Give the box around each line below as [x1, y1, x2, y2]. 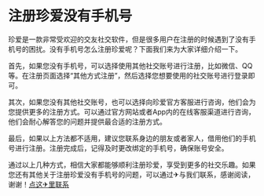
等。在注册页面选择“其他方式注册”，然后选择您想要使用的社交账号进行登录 [8, 71, 249, 80]
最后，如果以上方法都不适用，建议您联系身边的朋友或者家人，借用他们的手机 [8, 133, 256, 143]
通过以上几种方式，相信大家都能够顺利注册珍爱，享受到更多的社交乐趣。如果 [8, 160, 256, 169]
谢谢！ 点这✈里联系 [8, 180, 69, 189]
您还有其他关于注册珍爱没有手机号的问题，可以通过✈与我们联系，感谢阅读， [8, 169, 255, 179]
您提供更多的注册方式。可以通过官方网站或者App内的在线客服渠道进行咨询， [8, 107, 255, 116]
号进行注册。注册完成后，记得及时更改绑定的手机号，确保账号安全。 [8, 143, 229, 153]
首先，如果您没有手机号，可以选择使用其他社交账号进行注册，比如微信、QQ [8, 60, 253, 71]
